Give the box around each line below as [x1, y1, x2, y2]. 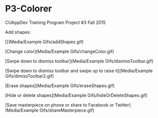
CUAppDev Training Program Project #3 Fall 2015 [5, 19, 106, 25]
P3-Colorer [5, 3, 52, 14]
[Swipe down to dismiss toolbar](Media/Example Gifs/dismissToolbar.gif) [5, 58, 154, 64]
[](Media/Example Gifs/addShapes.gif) [5, 38, 84, 45]
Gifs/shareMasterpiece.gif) [39, 107, 95, 113]
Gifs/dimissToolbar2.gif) [5, 73, 54, 79]
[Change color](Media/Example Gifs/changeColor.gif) [5, 48, 114, 54]
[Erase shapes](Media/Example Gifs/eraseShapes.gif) [5, 83, 115, 89]
